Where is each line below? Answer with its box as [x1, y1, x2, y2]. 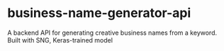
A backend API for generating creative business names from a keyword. [7, 28, 218, 37]
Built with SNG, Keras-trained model [7, 35, 113, 44]
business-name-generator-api [7, 5, 191, 21]
